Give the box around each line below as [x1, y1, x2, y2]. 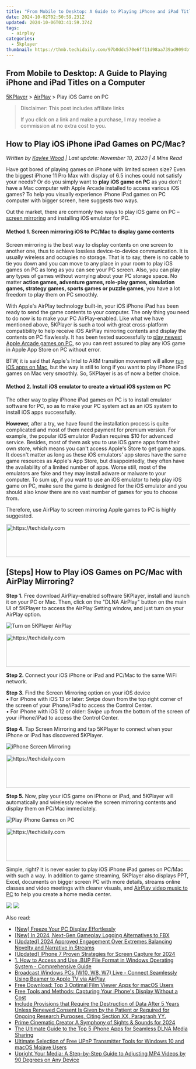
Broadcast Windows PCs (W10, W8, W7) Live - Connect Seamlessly [14, 969, 177, 976]
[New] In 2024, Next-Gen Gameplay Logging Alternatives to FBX [14, 931, 170, 938]
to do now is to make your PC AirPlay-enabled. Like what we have [6, 315, 164, 322]
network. [6, 678, 28, 685]
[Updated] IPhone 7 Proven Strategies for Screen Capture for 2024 [14, 950, 176, 957]
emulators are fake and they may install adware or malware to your [6, 469, 166, 476]
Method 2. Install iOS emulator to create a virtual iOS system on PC [6, 383, 171, 390]
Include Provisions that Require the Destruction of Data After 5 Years [14, 1000, 180, 1007]
